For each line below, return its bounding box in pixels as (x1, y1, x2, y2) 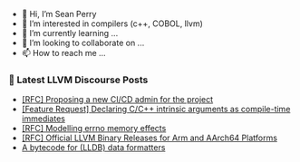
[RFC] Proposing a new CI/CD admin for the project (21, 94, 214, 105)
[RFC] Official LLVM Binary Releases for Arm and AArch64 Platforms (21, 132, 278, 144)
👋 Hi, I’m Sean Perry (21, 9, 97, 19)
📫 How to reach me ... (21, 48, 106, 58)
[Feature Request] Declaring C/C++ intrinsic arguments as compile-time (21, 104, 291, 115)
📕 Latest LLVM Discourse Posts (8, 73, 149, 86)
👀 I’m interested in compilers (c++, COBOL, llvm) (21, 18, 203, 29)
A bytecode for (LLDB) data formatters (21, 142, 166, 153)
